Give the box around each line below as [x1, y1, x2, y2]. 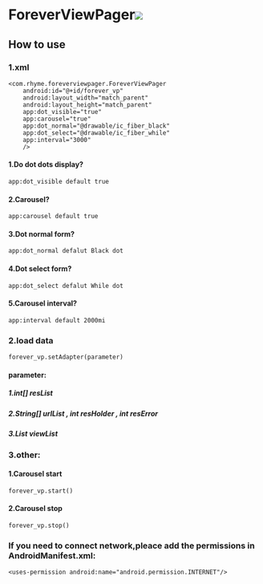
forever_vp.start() [8, 487, 74, 495]
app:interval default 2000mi [8, 316, 106, 324]
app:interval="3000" [22, 136, 91, 144]
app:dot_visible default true [8, 178, 110, 186]
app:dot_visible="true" [22, 107, 103, 116]
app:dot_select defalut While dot [8, 282, 124, 290]
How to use [8, 38, 66, 51]
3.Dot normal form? [8, 229, 75, 238]
